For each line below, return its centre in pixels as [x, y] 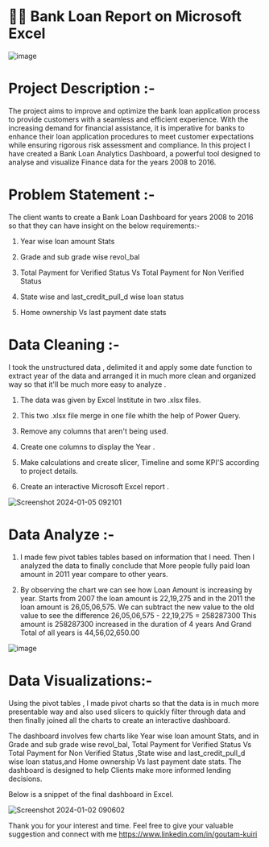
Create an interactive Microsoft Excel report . [94, 486]
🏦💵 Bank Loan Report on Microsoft [125, 17]
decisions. [25, 778]
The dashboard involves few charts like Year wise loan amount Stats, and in [134, 736]
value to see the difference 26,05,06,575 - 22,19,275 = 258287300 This [138, 615]
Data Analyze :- [62, 534]
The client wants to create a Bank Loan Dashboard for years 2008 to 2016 [131, 217]
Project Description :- [82, 89]
